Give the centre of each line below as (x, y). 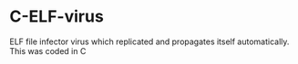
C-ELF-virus (57, 17)
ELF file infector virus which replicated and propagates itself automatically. (149, 41)
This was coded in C (48, 50)
